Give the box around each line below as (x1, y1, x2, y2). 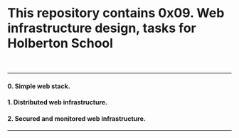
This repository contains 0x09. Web (7, 5, 225, 21)
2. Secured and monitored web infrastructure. (7, 114, 146, 122)
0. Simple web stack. (7, 82, 70, 90)
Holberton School (7, 36, 114, 51)
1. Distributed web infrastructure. (7, 98, 108, 107)
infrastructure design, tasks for (7, 20, 197, 36)
